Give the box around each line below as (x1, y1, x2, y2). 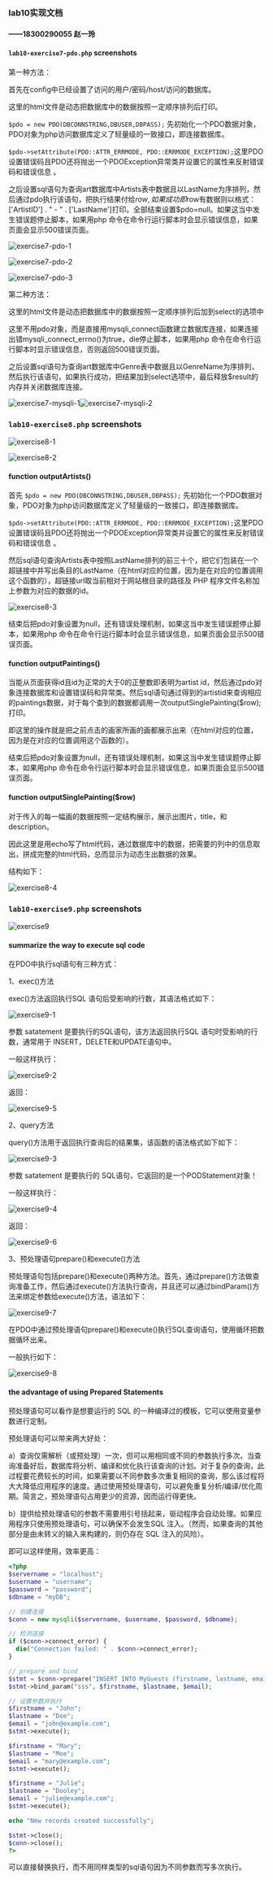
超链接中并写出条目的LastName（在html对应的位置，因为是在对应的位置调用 (8, 565, 264, 575)
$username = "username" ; (8, 1578, 93, 1586)
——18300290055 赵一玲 (8, 28, 96, 38)
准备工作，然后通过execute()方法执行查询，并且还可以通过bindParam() (15, 1281, 253, 1291)
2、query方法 (8, 1120, 54, 1130)
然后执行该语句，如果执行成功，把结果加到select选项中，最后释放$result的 (8, 372, 258, 382)
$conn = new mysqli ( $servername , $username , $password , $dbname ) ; (8, 1615, 238, 1624)
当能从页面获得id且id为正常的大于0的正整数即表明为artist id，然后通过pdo (8, 678, 256, 687)
